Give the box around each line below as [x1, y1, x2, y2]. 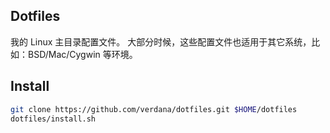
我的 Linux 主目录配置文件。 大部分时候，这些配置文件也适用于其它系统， [10, 35, 312, 48]
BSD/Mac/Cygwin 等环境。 [27, 48, 138, 60]
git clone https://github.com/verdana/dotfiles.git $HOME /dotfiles [10, 104, 298, 114]
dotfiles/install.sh [10, 114, 97, 124]
